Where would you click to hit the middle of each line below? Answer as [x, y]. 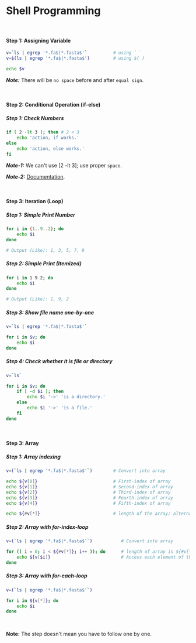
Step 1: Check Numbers [35, 118]
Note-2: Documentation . [36, 176]
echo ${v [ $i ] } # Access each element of [100, 558]
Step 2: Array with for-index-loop [47, 527]
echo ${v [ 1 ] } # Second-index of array [90, 487]
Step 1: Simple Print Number [41, 214]
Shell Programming [53, 11]
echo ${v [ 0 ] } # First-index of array [88, 481]
